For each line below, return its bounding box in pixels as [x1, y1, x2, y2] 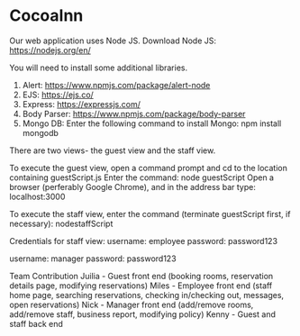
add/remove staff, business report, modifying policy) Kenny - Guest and [9, 308, 277, 320]
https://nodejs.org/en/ [9, 44, 92, 55]
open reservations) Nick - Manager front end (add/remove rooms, [9, 299, 254, 310]
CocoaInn [9, 5, 84, 26]
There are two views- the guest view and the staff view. [9, 145, 216, 156]
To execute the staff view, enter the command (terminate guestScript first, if [9, 208, 291, 219]
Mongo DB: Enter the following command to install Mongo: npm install [22, 118, 282, 129]
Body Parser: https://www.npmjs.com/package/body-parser [22, 108, 246, 119]
